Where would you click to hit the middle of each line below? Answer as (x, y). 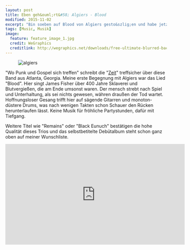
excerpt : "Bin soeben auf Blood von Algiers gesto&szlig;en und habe (81, 24)
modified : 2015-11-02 (28, 19)
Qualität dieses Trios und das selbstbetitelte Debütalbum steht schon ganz (84, 131)
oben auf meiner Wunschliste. (37, 137)
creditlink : (23, 48)
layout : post (19, 10)
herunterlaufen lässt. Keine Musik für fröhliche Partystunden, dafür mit (80, 110)
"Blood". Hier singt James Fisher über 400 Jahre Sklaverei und (71, 83)
